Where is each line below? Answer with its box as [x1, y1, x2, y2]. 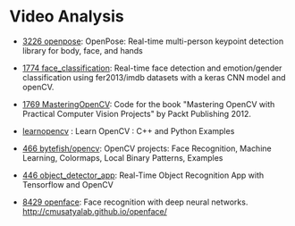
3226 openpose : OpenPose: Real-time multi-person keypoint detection [21, 36, 284, 46]
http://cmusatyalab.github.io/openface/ [21, 205, 168, 216]
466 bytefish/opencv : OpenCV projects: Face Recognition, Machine [21, 143, 272, 154]
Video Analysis [9, 6, 124, 27]
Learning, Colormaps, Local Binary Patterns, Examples [21, 152, 223, 163]
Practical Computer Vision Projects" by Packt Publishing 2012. [21, 108, 252, 119]
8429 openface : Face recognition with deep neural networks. [21, 197, 249, 207]
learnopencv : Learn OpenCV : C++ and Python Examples [21, 125, 235, 136]
